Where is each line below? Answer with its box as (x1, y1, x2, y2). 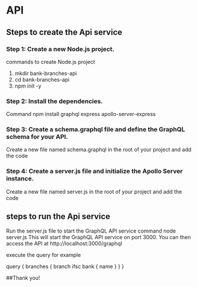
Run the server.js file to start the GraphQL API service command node (6, 227, 176, 234)
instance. (6, 175, 34, 183)
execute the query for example (6, 251, 81, 258)
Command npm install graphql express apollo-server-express (6, 111, 156, 118)
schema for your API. (6, 133, 68, 141)
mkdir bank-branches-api (14, 69, 77, 77)
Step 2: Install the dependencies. (6, 97, 104, 105)
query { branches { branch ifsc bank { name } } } (6, 263, 124, 270)
